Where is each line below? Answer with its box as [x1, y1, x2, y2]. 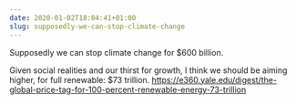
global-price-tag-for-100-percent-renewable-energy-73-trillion [9, 84, 247, 95]
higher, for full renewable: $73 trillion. [9, 74, 150, 85]
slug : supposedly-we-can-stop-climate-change [9, 22, 185, 31]
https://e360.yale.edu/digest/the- [151, 74, 278, 85]
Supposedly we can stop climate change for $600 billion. [9, 47, 224, 57]
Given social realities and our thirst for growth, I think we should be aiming [9, 65, 288, 76]
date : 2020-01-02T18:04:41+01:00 [9, 13, 137, 23]
